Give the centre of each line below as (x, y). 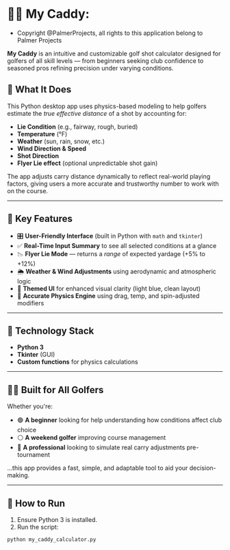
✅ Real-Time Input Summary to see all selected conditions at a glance (117, 245)
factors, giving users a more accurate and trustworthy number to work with (113, 184)
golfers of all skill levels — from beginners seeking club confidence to (105, 60)
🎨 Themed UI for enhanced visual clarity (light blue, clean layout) (108, 288)
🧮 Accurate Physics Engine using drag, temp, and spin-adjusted (108, 296)
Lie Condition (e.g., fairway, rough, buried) (77, 127)
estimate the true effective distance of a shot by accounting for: (97, 113)
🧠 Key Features (40, 219)
